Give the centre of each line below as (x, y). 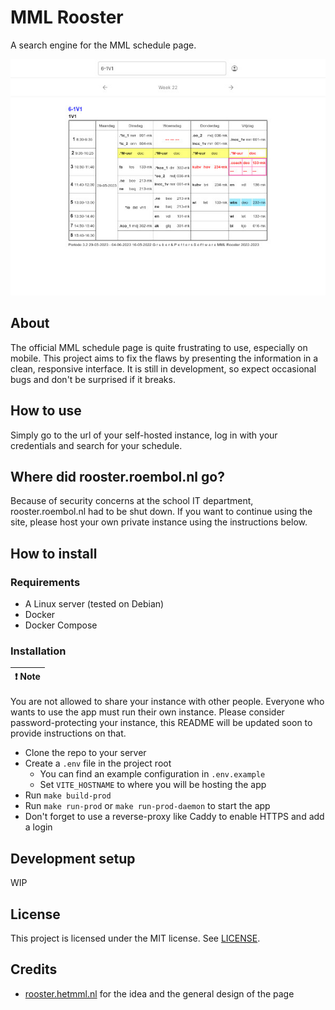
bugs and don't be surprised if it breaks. (93, 379)
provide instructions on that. (68, 733)
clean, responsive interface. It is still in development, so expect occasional (163, 368)
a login (38, 827)
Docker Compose (61, 625)
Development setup (73, 858)
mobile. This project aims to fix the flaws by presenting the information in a (164, 358)
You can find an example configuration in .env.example (152, 774)
